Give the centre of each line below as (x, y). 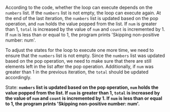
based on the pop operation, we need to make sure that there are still (78, 61)
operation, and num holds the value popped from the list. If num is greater (81, 24)
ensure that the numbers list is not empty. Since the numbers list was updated (85, 55)
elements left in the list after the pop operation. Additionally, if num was (80, 67)
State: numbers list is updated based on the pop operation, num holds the (82, 87)
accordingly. (18, 77)
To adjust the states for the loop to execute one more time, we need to (80, 50)
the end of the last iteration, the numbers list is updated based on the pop (82, 18)
